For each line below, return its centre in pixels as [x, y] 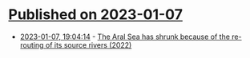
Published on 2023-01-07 [95, 15]
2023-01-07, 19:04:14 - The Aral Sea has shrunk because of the [125, 37]
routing [32, 44]
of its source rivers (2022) [89, 44]
